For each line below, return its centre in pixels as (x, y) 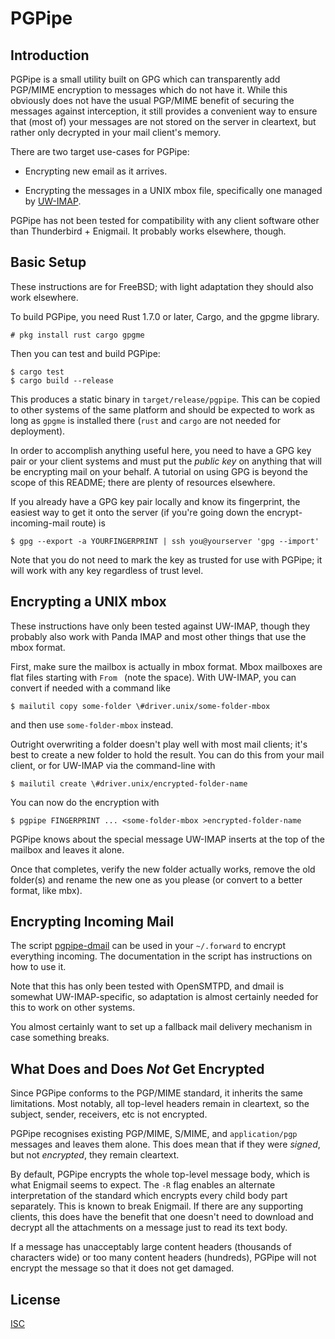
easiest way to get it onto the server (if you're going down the (137, 512)
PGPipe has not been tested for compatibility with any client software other (165, 220)
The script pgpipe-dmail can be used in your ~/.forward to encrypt (148, 946)
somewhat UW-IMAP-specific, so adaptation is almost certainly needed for (164, 997)
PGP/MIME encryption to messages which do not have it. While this (149, 90)
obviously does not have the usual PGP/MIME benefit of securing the (152, 100)
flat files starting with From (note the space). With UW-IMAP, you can (153, 677)
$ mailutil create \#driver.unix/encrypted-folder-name (129, 783)
